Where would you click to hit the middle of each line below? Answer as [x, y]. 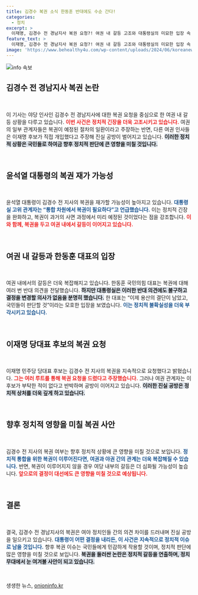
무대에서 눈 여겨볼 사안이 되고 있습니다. [51, 561]
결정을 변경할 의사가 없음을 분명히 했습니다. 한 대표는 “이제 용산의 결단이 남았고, [97, 297]
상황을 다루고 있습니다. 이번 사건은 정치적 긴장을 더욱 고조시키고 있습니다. [96, 122]
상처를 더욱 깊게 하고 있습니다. [51, 393]
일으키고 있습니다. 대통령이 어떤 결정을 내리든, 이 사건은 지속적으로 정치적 [95, 539]
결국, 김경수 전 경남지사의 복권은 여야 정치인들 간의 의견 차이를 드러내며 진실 [93, 532]
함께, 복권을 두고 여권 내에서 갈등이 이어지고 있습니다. [73, 224]
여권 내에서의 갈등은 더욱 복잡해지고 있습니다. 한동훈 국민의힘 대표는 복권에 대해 [97, 283]
